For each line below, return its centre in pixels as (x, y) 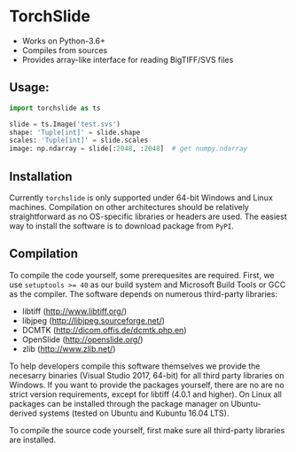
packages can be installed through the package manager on (119, 403)
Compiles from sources (65, 50)
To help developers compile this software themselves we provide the (135, 366)
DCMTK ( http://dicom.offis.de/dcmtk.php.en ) (104, 330)
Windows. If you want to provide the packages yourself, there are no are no (147, 385)
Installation (41, 176)
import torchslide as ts (55, 108)
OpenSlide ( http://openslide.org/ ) (82, 339)
